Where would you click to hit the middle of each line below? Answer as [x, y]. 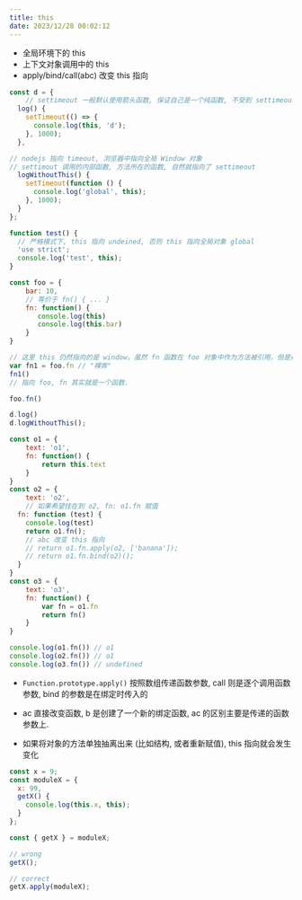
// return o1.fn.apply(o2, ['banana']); [102, 548]
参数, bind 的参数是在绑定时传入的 [85, 693]
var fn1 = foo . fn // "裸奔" [61, 366]
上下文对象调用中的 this [66, 64]
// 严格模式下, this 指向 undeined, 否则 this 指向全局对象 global [136, 242]
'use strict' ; [44, 250]
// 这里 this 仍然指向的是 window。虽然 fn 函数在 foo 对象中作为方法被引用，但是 [150, 357]
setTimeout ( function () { [74, 184]
